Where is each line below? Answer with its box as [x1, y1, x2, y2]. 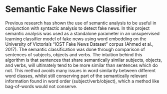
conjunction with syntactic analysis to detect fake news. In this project [5, 25, 150, 31]
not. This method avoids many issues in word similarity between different [5, 67, 156, 73]
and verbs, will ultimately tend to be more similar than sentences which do [5, 62, 158, 68]
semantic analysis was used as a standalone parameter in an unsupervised [5, 30, 160, 36]
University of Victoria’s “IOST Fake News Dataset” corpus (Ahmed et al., [5, 41, 153, 47]
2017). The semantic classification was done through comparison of [5, 46, 145, 52]
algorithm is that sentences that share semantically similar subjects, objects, [5, 57, 162, 63]
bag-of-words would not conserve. [5, 83, 77, 89]
